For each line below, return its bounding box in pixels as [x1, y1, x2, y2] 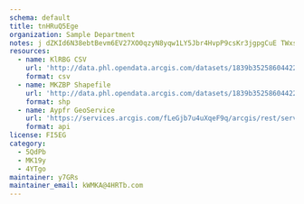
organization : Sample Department [9, 30, 136, 39]
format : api [25, 123, 71, 132]
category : [9, 139, 47, 148]
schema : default [9, 13, 71, 23]
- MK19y [17, 155, 47, 165]
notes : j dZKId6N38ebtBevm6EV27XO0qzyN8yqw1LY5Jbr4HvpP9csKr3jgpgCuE [9, 38, 278, 48]
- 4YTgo [17, 164, 47, 173]
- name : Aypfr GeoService [17, 106, 116, 115]
